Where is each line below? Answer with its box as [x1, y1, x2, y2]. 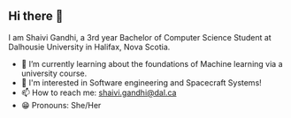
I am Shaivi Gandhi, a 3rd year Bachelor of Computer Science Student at [8, 32, 272, 42]
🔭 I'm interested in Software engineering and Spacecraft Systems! [20, 77, 262, 88]
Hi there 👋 [8, 9, 64, 24]
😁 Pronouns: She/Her [20, 100, 102, 110]
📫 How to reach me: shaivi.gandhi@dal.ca [20, 87, 177, 98]
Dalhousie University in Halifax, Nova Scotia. [8, 41, 171, 52]
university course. [20, 68, 88, 78]
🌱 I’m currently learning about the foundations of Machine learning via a [20, 58, 283, 69]
